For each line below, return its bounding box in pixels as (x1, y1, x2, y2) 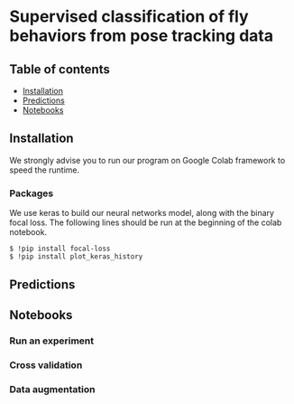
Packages (9, 187, 54, 200)
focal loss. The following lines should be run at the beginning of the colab (9, 217, 282, 228)
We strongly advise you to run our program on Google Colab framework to (9, 155, 286, 165)
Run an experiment (9, 334, 95, 347)
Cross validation (9, 359, 83, 371)
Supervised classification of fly (9, 6, 250, 27)
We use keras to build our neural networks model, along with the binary (9, 208, 275, 219)
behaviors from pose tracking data (9, 25, 273, 46)
